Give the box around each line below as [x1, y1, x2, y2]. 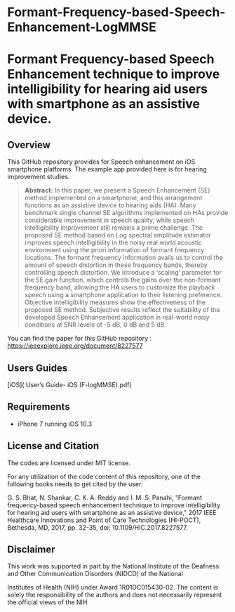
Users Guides [7, 362, 68, 374]
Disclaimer [7, 544, 55, 556]
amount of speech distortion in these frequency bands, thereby [24, 261, 208, 269]
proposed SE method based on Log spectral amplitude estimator [24, 231, 212, 240]
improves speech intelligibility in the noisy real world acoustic [24, 238, 202, 247]
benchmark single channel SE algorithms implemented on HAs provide [24, 209, 229, 217]
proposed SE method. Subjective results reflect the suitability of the [24, 306, 220, 314]
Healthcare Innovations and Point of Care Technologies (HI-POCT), [7, 516, 201, 524]
